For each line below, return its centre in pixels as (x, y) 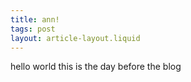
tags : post (33, 29)
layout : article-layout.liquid (75, 38)
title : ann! (35, 19)
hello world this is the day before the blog (96, 67)
